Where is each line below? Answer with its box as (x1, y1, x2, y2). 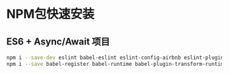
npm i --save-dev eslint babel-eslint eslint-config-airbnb (6, 54, 182, 61)
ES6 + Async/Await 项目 (6, 36, 110, 47)
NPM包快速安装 (6, 6, 95, 22)
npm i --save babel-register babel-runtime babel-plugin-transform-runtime (6, 60, 227, 67)
